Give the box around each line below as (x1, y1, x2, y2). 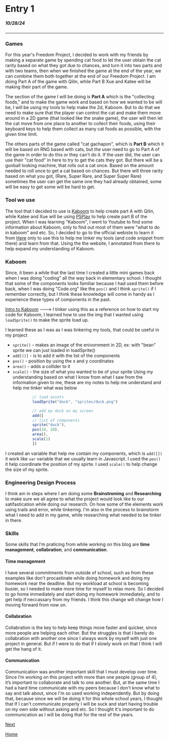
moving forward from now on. (5, 602, 67, 608)
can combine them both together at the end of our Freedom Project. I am (5, 73, 156, 79)
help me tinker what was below (12, 385, 77, 391)
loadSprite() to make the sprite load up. (5, 317, 89, 323)
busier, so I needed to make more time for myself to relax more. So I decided (5, 586, 164, 592)
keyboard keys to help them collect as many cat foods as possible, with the (5, 126, 161, 132)
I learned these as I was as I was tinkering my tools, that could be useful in (5, 327, 159, 333)
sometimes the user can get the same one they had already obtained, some (5, 179, 162, 185)
